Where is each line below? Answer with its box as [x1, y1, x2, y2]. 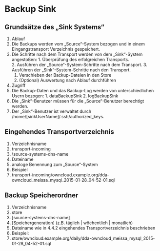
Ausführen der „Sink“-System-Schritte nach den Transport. [11, 67, 131, 73]
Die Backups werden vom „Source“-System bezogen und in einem [11, 41, 145, 47]
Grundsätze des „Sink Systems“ [4, 23, 104, 31]
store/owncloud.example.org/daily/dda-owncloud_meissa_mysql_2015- [11, 235, 155, 241]
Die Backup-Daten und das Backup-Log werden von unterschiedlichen [11, 88, 154, 93]
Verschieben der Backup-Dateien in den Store [19, 72, 112, 78]
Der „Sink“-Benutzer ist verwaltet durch [11, 108, 92, 114]
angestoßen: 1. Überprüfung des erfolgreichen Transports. [11, 57, 130, 62]
